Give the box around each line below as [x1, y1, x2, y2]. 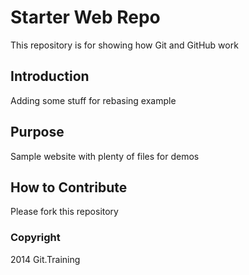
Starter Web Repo [10, 6, 161, 29]
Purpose [10, 124, 65, 141]
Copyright [10, 231, 61, 245]
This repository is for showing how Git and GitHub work [10, 39, 239, 51]
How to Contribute [10, 179, 128, 196]
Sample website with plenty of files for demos [10, 150, 200, 162]
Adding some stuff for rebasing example [10, 94, 177, 106]
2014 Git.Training [10, 253, 81, 265]
